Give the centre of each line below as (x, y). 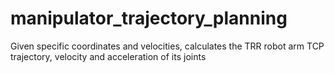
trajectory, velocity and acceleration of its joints (108, 56)
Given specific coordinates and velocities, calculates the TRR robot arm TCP (167, 46)
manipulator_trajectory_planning (149, 18)
